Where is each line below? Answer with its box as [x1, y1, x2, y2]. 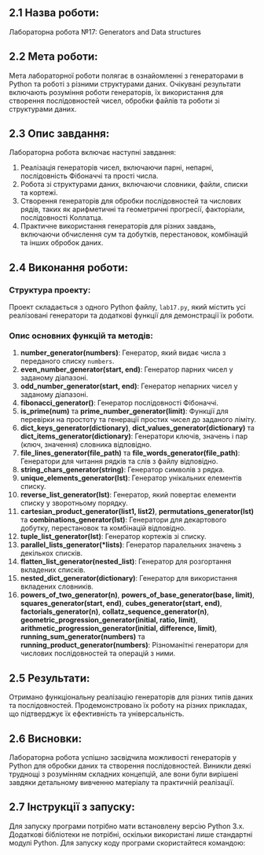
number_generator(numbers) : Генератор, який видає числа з [20, 348, 226, 358]
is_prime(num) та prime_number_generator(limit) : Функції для [20, 406, 229, 416]
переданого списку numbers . [20, 357, 115, 366]
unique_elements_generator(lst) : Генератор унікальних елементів [20, 473, 242, 483]
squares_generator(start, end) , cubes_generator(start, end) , [20, 599, 222, 608]
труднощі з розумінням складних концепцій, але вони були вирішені [9, 769, 239, 779]
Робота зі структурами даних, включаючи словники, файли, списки [20, 180, 248, 189]
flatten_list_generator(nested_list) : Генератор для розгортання [20, 557, 232, 567]
